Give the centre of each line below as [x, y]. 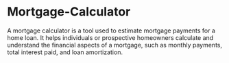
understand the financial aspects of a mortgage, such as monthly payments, [115, 45]
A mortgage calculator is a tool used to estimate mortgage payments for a [111, 30]
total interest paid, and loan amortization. [65, 52]
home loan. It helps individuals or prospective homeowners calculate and [110, 37]
